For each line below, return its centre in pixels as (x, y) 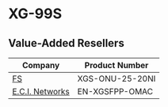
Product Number (116, 65)
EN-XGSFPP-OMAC (115, 92)
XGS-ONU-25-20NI (116, 78)
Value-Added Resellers (66, 43)
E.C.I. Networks (41, 92)
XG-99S (35, 14)
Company (41, 65)
